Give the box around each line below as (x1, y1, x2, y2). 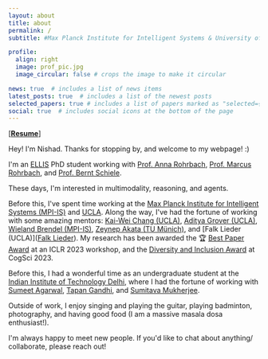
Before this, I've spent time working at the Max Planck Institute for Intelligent (8, 199, 259, 209)
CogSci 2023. (8, 253, 53, 263)
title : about (8, 19, 52, 27)
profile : (8, 49, 37, 57)
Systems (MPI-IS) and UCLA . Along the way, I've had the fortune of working (8, 208, 258, 217)
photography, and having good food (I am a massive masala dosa (8, 310, 223, 319)
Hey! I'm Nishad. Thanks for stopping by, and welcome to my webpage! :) (8, 144, 250, 154)
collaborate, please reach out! (8, 341, 107, 351)
